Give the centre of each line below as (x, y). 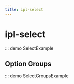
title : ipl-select (24, 10)
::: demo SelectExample (29, 48)
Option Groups (28, 64)
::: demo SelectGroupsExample (37, 76)
